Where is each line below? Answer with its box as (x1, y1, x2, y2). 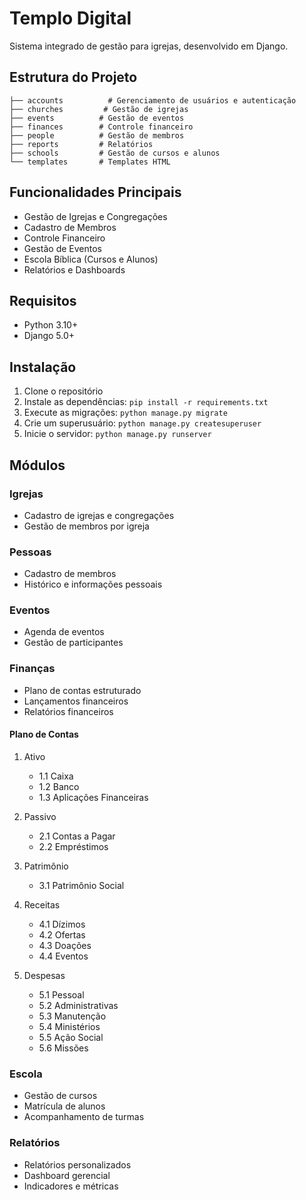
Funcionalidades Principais (9, 184, 182, 201)
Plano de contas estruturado (23, 684, 142, 696)
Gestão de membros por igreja (23, 520, 150, 532)
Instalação (9, 358, 77, 376)
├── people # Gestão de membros (9, 130, 185, 141)
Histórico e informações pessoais (23, 578, 163, 591)
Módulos (9, 457, 66, 474)
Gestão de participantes (23, 637, 124, 649)
